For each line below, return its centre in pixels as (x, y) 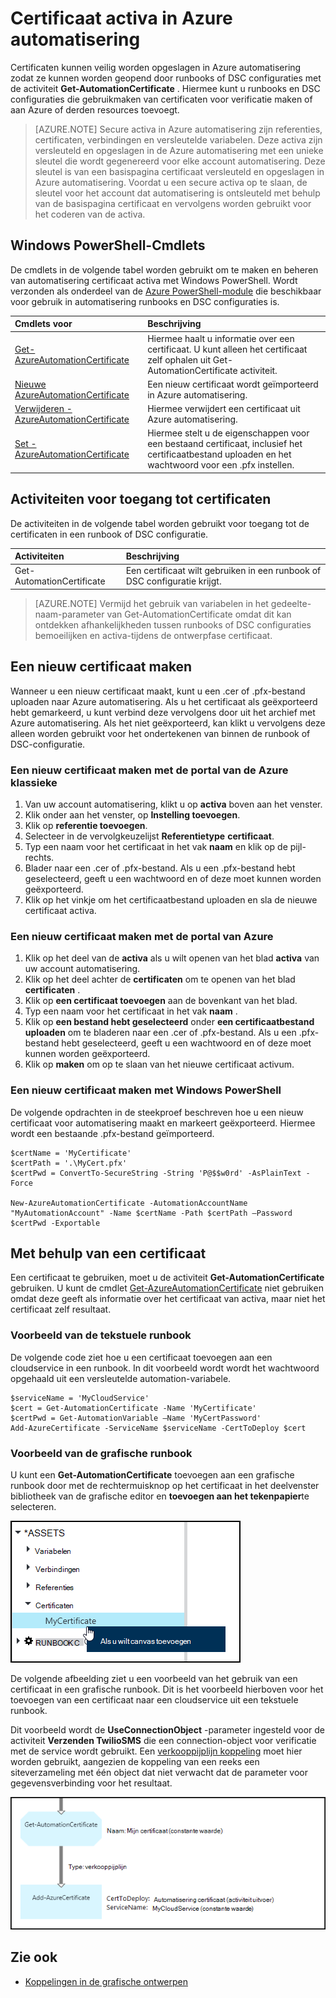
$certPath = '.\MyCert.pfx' (69, 1163)
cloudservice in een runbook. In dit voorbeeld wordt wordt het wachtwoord (165, 1368)
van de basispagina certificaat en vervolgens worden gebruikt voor (173, 203)
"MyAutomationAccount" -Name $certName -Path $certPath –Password (151, 1213)
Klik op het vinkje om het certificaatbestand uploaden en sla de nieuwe (171, 899)
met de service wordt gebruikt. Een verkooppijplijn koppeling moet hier (156, 1751)
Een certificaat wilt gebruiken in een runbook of (223, 571)
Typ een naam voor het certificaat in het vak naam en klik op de (156, 846)
